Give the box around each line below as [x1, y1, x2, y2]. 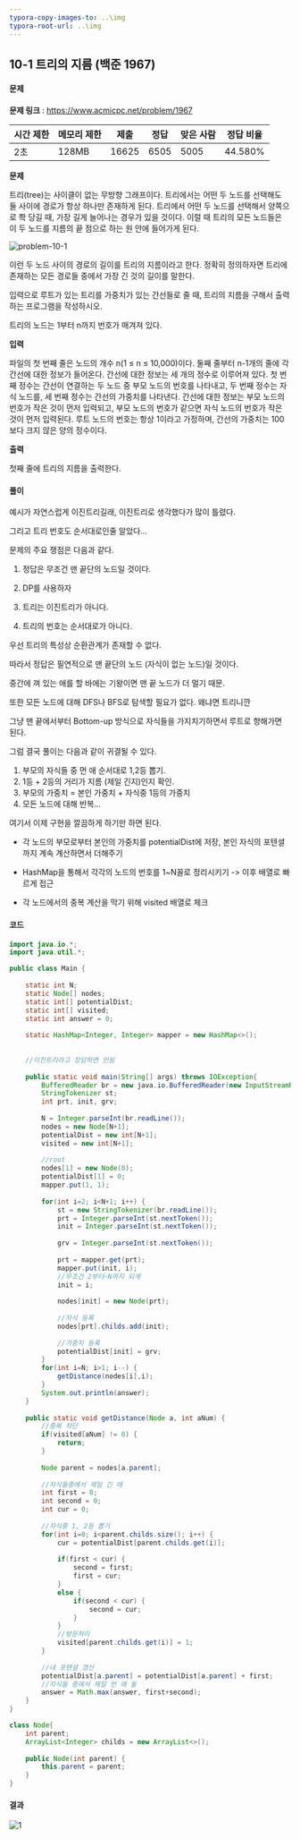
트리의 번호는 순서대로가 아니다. [21, 621, 132, 632]
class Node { [9, 1721, 54, 1730]
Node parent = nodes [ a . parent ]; [41, 1463, 162, 1472]
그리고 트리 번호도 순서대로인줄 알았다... [9, 525, 147, 537]
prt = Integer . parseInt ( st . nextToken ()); [56, 1213, 214, 1222]
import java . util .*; [9, 948, 87, 958]
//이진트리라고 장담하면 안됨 [25, 1055, 115, 1065]
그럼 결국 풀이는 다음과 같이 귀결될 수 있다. [9, 746, 157, 757]
